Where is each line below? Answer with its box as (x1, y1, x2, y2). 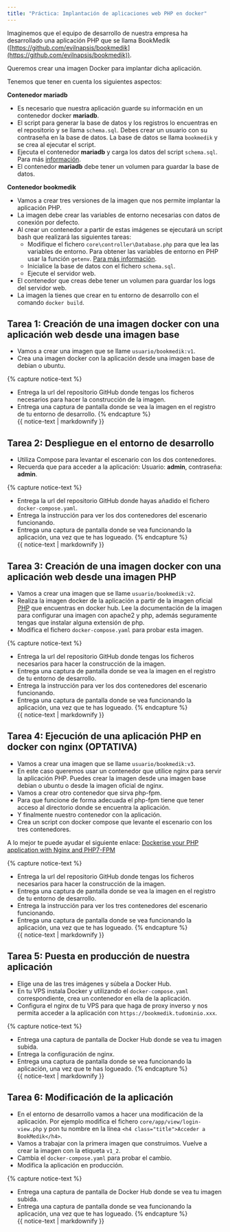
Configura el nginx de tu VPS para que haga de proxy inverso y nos (16, 1001, 208, 1010)
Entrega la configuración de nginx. (16, 1049, 115, 1058)
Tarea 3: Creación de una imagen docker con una (7, 560, 222, 572)
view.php (16, 1126, 43, 1132)
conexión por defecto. (16, 218, 80, 226)
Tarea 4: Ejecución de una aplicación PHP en (7, 730, 202, 742)
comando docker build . (16, 298, 84, 306)
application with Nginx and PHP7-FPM (7, 846, 115, 854)
